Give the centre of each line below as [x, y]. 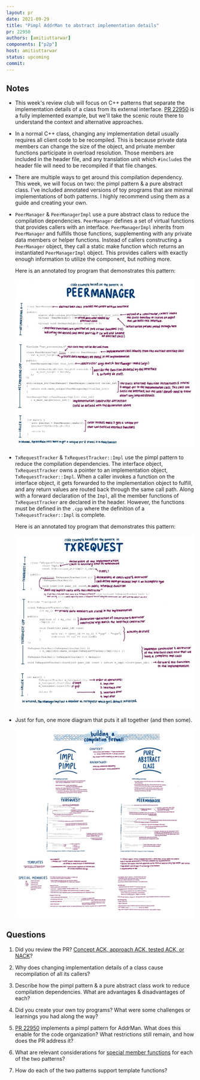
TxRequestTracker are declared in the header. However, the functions [99, 502]
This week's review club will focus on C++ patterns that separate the [100, 103]
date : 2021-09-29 [28, 19]
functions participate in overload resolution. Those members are [94, 153]
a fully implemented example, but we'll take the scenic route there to [99, 116]
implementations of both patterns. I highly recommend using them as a [102, 197]
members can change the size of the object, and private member [95, 147]
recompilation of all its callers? [52, 974]
